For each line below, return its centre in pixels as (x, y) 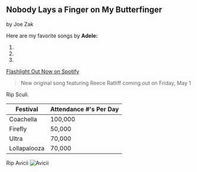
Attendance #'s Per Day (85, 109)
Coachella (23, 119)
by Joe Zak (20, 24)
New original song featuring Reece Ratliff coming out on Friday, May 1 (106, 83)
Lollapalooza (27, 148)
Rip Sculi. (18, 94)
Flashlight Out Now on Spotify (43, 71)
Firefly (18, 129)
